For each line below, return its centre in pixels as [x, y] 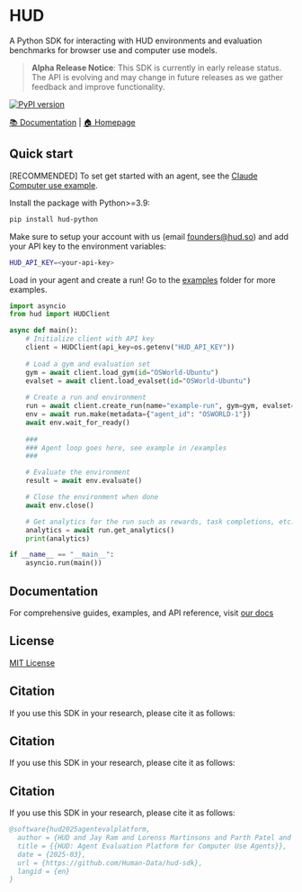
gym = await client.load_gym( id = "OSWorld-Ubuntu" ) [122, 372]
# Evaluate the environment [78, 473]
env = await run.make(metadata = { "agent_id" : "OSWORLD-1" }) [138, 414]
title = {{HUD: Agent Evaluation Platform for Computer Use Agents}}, [152, 846]
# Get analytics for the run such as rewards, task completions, [151, 522]
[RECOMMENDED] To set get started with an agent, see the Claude [133, 176]
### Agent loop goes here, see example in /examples [126, 448]
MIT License [32, 662]
